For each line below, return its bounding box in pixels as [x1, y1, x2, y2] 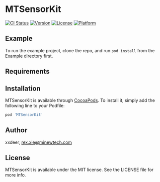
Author [5, 126, 27, 135]
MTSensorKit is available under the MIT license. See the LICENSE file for [5, 167, 154, 173]
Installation [5, 84, 41, 92]
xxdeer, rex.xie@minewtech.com [5, 139, 72, 145]
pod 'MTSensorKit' [5, 112, 43, 117]
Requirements [5, 67, 50, 76]
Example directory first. [5, 53, 53, 59]
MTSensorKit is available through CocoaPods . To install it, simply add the [5, 97, 155, 103]
